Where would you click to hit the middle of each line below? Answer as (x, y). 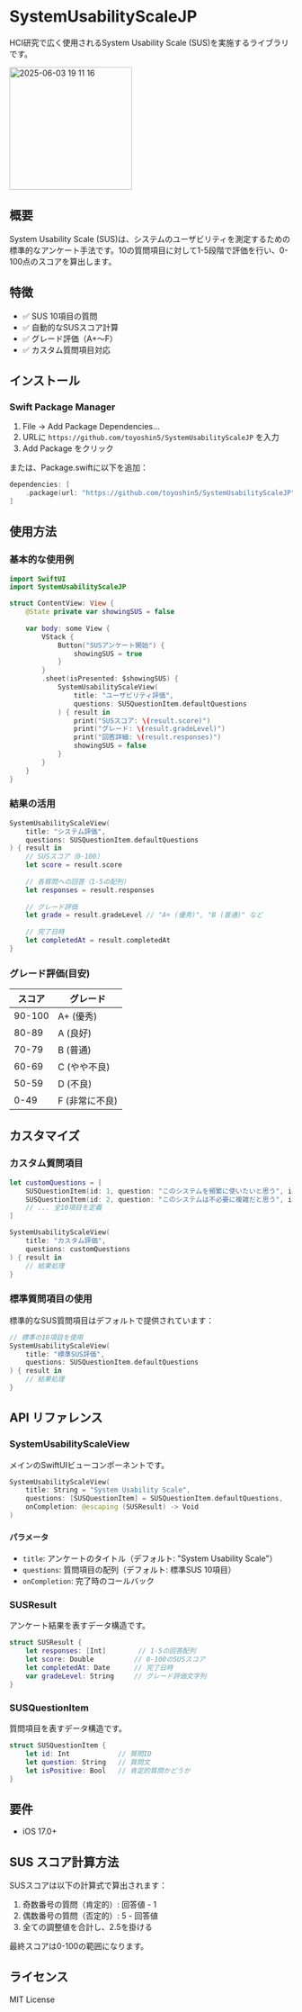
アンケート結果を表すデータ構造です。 (80, 1626)
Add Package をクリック (68, 448)
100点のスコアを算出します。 (63, 261)
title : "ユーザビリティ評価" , (124, 695)
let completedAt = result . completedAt (98, 941)
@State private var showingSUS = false (100, 612)
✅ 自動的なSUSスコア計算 (70, 327)
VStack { (58, 636)
